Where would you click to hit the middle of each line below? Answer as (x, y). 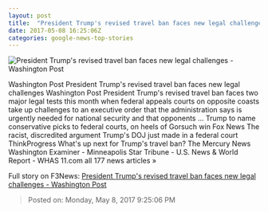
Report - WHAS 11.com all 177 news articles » (83, 161)
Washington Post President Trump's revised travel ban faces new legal (124, 84)
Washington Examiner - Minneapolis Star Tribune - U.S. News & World (123, 152)
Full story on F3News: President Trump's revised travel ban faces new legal (132, 176)
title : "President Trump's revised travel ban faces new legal (117, 23)
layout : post (30, 16)
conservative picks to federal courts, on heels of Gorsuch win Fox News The (134, 127)
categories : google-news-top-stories (71, 38)
